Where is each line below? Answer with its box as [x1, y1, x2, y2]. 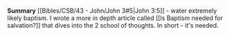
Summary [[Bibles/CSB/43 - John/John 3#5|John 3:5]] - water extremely [7, 7, 217, 15]
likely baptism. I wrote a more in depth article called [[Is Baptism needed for [7, 14, 223, 22]
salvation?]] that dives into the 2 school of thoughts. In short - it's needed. [7, 21, 219, 29]
